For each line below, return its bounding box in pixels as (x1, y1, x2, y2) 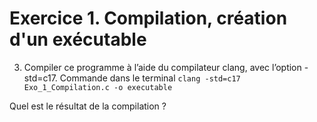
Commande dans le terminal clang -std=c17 (59, 72, 241, 84)
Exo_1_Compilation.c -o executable (23, 82, 173, 92)
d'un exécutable (9, 28, 147, 51)
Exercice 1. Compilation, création (9, 7, 288, 30)
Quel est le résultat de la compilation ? (9, 100, 167, 112)
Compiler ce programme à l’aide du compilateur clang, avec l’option (23, 61, 302, 73)
